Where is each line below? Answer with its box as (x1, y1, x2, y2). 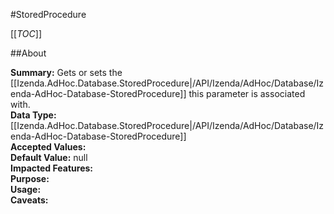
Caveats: (10, 194, 49, 206)
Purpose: (10, 173, 50, 184)
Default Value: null (10, 152, 88, 163)
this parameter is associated (188, 88, 306, 99)
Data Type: (10, 109, 57, 121)
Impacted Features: (10, 162, 93, 174)
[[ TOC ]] (10, 28, 42, 39)
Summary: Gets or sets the (10, 67, 123, 78)
